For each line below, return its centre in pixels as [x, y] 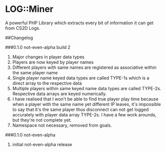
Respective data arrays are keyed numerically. [59, 94]
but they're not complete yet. [42, 120]
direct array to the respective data [47, 83]
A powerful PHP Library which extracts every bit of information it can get [79, 23]
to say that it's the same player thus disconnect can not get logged [81, 109]
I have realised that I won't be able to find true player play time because [85, 99]
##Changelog [19, 38]
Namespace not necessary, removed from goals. [62, 125]
